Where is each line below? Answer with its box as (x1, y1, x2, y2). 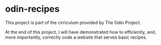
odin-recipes (5, 3, 60, 15)
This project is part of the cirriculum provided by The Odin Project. (5, 20, 141, 25)
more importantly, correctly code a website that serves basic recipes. (5, 34, 148, 40)
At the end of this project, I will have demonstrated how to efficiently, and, (5, 29, 157, 35)
